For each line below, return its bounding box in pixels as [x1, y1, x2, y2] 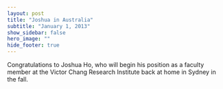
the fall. [7, 75, 29, 83]
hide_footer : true [7, 42, 60, 49]
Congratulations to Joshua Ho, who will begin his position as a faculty [7, 61, 204, 68]
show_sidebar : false [7, 29, 67, 36]
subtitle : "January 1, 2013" [7, 23, 91, 29]
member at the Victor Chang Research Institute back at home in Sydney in [7, 68, 216, 76]
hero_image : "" [7, 36, 51, 42]
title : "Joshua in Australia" [7, 16, 94, 23]
